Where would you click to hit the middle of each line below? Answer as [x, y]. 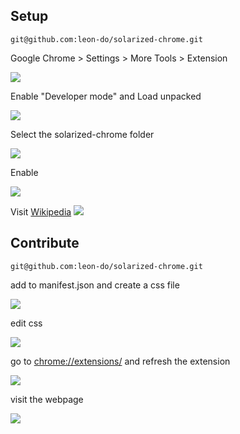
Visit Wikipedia [41, 211]
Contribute [45, 243]
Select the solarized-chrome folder [82, 134]
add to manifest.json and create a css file [95, 285]
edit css [26, 323]
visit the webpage [47, 399]
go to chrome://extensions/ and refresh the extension [120, 361]
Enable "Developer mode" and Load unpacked [106, 96]
